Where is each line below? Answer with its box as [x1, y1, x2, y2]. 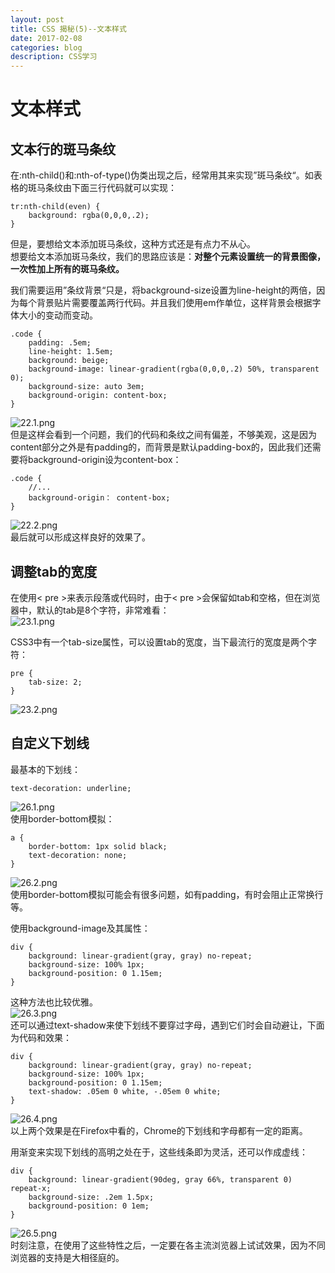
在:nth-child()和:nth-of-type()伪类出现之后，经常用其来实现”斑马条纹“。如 [10, 169, 314, 181]
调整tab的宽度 [10, 563, 98, 580]
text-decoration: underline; [10, 783, 132, 793]
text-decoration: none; [28, 850, 128, 860]
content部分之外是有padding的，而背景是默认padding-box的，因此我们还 [10, 441, 313, 453]
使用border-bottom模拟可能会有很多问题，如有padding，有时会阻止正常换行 [10, 888, 324, 900]
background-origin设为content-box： [27, 454, 182, 466]
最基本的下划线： [10, 763, 81, 775]
